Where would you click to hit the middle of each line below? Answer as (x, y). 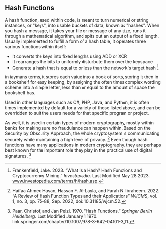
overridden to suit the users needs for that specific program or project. (77, 113)
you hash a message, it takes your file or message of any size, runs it (75, 31)
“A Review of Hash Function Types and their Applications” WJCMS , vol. (84, 196)
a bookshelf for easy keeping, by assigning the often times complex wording (83, 82)
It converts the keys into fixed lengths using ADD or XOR (70, 56)
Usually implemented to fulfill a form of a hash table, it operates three (76, 41)
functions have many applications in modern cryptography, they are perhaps (83, 145)
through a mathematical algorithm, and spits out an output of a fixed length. (82, 36)
